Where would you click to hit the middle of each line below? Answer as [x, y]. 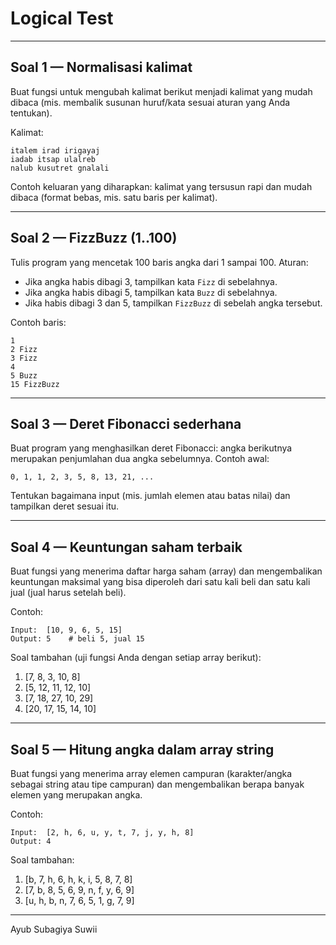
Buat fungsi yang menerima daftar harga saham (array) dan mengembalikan [166, 571]
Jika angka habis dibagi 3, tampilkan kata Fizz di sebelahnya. [151, 281]
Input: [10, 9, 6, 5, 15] [66, 630]
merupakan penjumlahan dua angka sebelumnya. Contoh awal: [140, 459]
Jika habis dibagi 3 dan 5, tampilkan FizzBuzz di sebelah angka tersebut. [173, 303]
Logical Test [62, 18]
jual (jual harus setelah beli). [68, 593]
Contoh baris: [38, 322]
